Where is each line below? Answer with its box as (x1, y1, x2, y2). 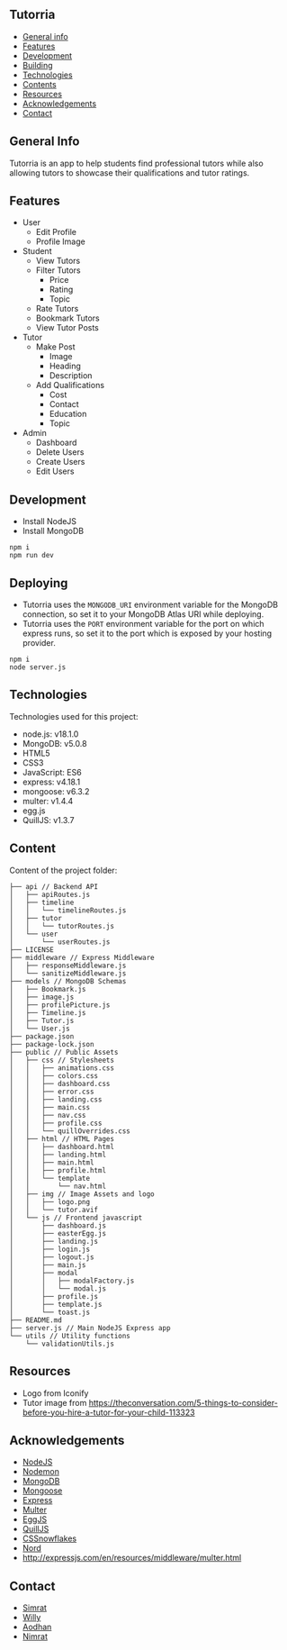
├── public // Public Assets (9, 1047, 119, 1056)
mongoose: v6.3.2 (22, 785, 90, 796)
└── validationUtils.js (25, 1339, 115, 1348)
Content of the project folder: (9, 865, 118, 875)
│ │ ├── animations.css (9, 1063, 115, 1073)
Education (49, 409, 87, 420)
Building (22, 59, 53, 70)
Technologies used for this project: (9, 711, 139, 721)
